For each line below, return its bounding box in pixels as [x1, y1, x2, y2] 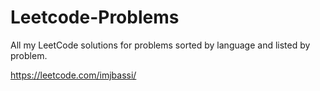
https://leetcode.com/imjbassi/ [10, 69, 137, 81]
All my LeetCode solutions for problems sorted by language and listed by [10, 39, 311, 51]
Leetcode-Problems [10, 6, 180, 29]
